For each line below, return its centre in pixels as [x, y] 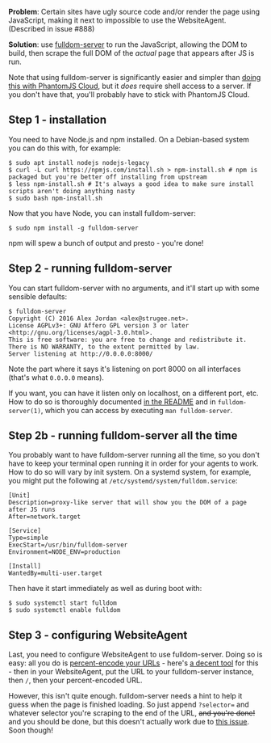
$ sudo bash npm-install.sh [56, 198]
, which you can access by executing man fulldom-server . [137, 410]
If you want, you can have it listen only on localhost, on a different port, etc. [134, 393]
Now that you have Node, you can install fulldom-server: [102, 213]
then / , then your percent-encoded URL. [75, 680]
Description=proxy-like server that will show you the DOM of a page [128, 503]
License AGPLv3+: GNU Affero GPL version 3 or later [99, 325]
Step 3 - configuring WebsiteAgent [98, 635]
